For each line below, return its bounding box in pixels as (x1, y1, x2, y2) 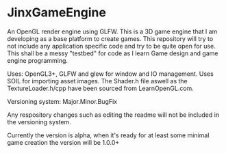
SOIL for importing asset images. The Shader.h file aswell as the (7, 76, 188, 85)
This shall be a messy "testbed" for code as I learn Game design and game (7, 49, 218, 57)
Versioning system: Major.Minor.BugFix (7, 97, 118, 105)
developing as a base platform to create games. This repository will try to (7, 34, 214, 42)
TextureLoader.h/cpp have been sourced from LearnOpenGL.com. (7, 84, 194, 92)
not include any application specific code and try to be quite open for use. (7, 42, 216, 50)
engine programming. (7, 56, 68, 64)
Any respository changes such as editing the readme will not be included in (7, 111, 220, 119)
